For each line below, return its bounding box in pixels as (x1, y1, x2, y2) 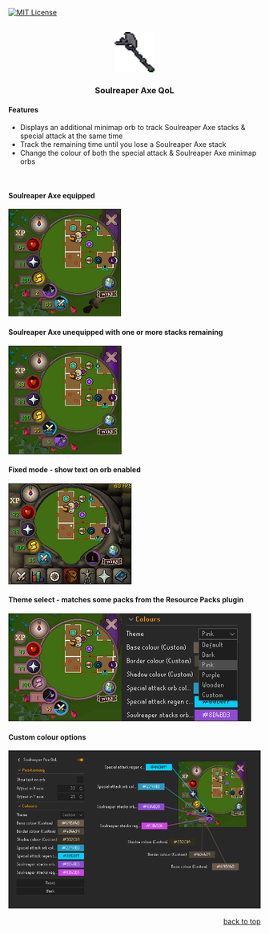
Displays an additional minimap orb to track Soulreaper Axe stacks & (19, 123, 246, 133)
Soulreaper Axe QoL (94, 84, 175, 96)
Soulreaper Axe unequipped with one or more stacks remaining (8, 327, 223, 336)
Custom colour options (8, 732, 86, 742)
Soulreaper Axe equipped (8, 190, 95, 200)
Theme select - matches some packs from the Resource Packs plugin (8, 595, 244, 605)
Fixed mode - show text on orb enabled (8, 465, 142, 475)
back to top (223, 916, 261, 927)
